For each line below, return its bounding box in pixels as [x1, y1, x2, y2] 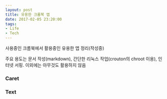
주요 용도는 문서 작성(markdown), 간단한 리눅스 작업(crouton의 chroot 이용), [5, 56, 157, 62]
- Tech [5, 31, 19, 36]
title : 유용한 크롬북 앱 [5, 12, 50, 17]
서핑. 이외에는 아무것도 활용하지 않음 [14, 62, 86, 68]
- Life [5, 26, 19, 31]
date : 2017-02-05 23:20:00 [5, 17, 62, 22]
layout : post [5, 7, 33, 13]
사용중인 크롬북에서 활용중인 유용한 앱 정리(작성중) [5, 45, 104, 51]
